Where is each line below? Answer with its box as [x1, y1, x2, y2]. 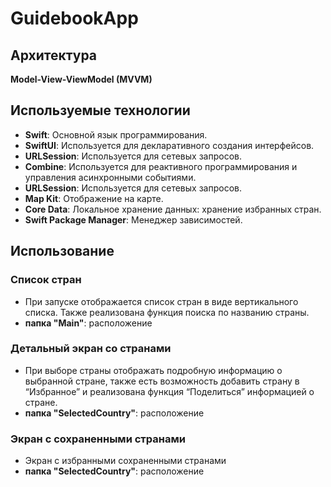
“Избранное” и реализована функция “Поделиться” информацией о [24, 385, 315, 397]
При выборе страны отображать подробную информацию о [24, 364, 283, 376]
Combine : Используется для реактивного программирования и [24, 160, 298, 172]
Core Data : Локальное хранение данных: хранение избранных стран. [24, 203, 322, 215]
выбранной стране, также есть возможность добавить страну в [24, 375, 300, 387]
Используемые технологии [10, 102, 191, 119]
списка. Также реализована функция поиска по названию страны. [24, 306, 310, 318]
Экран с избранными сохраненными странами [24, 455, 227, 467]
